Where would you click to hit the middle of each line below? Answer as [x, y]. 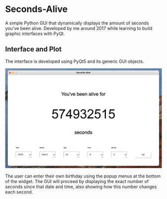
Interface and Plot [34, 49]
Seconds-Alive [37, 9]
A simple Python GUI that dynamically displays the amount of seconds [77, 23]
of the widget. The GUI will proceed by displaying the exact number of [77, 182]
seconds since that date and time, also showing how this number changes [81, 187]
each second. [19, 192]
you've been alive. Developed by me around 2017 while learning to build [79, 28]
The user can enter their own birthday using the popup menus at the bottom [83, 176]
